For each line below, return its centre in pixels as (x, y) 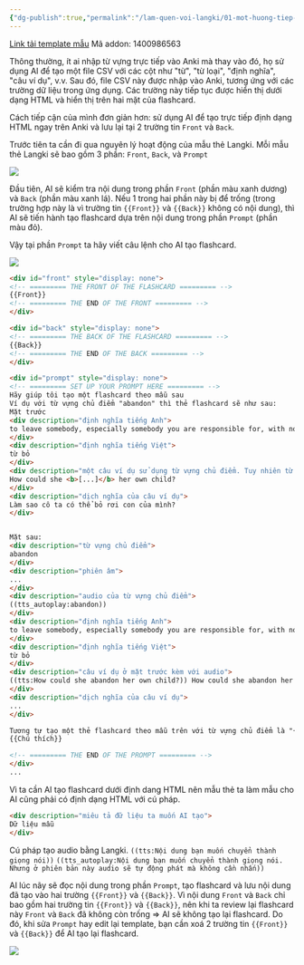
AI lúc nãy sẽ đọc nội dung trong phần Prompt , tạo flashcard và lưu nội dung (150, 885)
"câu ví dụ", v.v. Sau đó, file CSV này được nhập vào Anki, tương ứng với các (152, 80)
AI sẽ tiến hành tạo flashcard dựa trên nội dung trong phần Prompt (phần (143, 217)
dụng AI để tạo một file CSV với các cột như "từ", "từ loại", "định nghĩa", (142, 71)
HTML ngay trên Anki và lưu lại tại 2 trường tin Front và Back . (122, 127)
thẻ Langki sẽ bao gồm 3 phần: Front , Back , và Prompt (109, 154)
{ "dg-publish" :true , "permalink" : (72, 18)
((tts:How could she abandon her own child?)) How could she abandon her (152, 680)
